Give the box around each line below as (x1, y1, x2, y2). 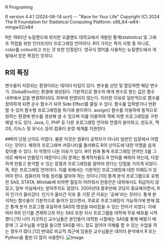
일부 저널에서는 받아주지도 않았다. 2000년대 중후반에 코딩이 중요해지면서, (15, 185, 156, 191)
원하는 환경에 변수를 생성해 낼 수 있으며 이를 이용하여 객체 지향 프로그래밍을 (5, 113, 149, 119)
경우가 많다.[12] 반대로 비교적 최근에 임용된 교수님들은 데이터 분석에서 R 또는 (10, 228, 157, 234)
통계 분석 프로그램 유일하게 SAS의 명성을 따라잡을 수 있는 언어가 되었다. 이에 (10, 204, 156, 210)
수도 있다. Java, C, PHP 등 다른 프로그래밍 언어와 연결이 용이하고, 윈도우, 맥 (14, 119, 160, 125)
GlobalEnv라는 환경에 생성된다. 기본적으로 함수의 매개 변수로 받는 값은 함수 (11, 89, 155, 94)
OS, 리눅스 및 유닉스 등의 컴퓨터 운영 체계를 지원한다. (5, 125, 107, 131)
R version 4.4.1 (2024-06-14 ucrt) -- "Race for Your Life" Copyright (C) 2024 (5, 14, 160, 19)
